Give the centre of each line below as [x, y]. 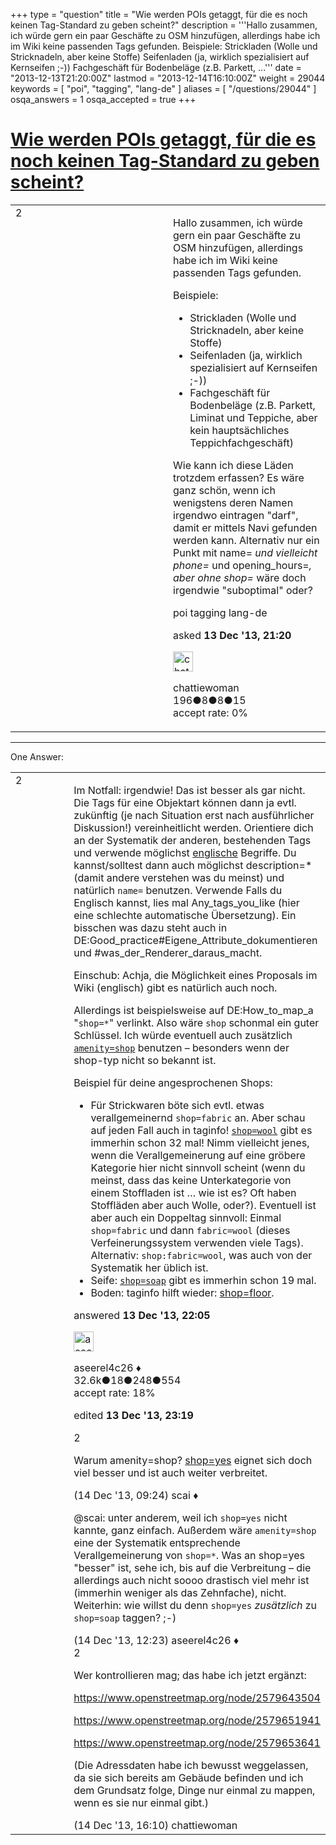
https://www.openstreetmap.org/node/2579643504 [197, 1697]
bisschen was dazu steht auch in [150, 927]
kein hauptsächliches [239, 430]
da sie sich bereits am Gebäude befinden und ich [188, 1777]
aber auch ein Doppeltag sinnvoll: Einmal [186, 1217]
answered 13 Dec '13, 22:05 [142, 1315]
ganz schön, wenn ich [224, 490]
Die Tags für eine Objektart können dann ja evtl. [185, 802]
